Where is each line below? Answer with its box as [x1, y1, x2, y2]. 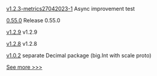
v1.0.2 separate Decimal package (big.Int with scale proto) [6, 52, 152, 59]
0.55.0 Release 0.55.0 [6, 17, 61, 24]
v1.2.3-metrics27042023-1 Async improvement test [6, 5, 135, 12]
